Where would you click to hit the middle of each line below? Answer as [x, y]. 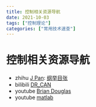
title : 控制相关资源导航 [33, 12]
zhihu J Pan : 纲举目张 [41, 78]
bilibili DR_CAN [33, 85]
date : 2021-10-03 [28, 17]
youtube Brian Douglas [43, 91]
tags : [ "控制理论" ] [29, 23]
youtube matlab [34, 97]
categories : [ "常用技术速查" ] [41, 29]
